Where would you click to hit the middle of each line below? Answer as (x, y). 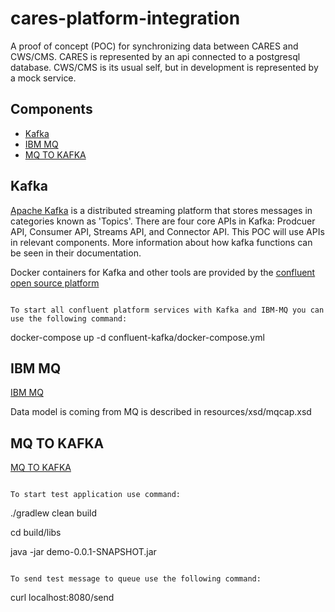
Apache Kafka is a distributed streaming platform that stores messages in (161, 210)
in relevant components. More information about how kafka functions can (161, 242)
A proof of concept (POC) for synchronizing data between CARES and (154, 46)
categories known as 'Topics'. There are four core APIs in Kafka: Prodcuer (163, 221)
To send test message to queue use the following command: (136, 579)
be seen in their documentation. (76, 253)
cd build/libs (36, 533)
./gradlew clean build (54, 513)
